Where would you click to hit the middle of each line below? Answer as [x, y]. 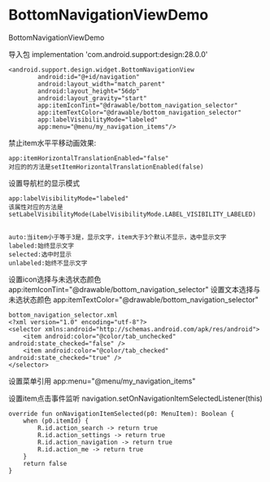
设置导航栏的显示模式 [44, 183]
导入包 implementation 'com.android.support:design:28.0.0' [108, 54]
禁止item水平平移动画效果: [52, 142]
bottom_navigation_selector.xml [63, 315]
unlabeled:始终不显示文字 [48, 263]
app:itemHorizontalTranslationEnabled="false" [89, 158]
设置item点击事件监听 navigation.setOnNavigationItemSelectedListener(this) [135, 398]
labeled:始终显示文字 [41, 246]
